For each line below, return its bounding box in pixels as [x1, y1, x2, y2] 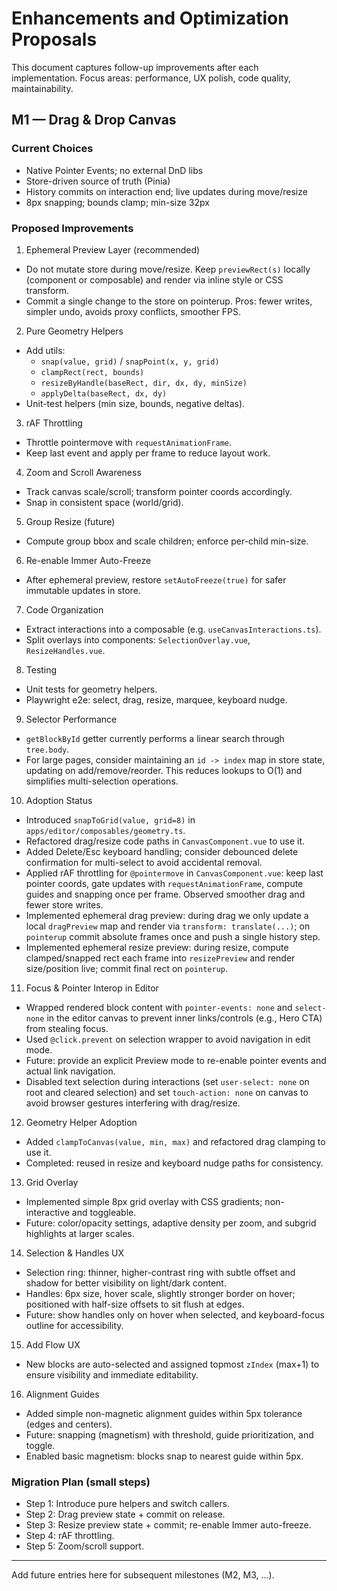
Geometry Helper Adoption [25, 1116, 138, 1128]
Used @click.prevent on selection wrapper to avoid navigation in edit [25, 1033, 311, 1045]
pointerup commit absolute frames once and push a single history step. [25, 930, 321, 942]
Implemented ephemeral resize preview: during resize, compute [25, 941, 289, 953]
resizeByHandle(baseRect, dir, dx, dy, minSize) [40, 378, 248, 388]
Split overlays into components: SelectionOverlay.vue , [25, 633, 251, 646]
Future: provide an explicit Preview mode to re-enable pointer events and [25, 1054, 327, 1066]
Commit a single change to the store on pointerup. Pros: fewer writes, [25, 295, 313, 307]
